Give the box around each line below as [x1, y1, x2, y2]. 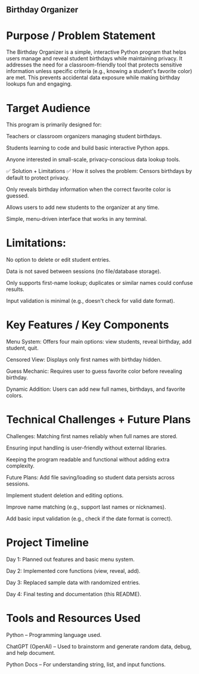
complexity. [6, 462, 35, 469]
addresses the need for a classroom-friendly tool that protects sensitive [6, 61, 183, 68]
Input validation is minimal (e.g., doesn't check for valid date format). [6, 297, 175, 305]
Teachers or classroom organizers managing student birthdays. [6, 133, 162, 140]
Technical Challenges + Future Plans [6, 413, 191, 427]
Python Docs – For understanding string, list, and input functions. [6, 661, 166, 668]
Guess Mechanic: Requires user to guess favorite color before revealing [6, 368, 183, 375]
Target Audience [6, 101, 91, 115]
